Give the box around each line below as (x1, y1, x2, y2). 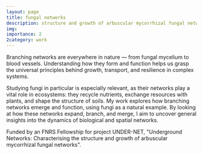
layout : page (6, 8, 39, 15)
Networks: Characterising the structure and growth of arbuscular (6, 135, 168, 142)
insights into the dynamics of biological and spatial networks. (6, 117, 159, 124)
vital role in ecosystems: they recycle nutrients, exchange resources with (6, 91, 188, 98)
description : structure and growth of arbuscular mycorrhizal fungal (6, 20, 185, 26)
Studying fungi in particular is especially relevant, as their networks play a (6, 85, 190, 91)
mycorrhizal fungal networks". (6, 141, 82, 148)
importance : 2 (6, 31, 42, 37)
